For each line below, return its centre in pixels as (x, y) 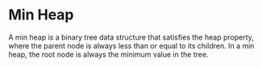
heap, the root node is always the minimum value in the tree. (108, 54)
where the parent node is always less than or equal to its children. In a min (131, 45)
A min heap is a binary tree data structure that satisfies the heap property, (131, 37)
